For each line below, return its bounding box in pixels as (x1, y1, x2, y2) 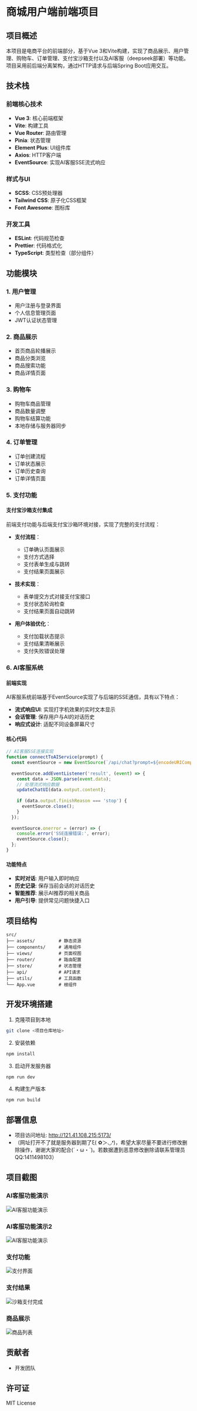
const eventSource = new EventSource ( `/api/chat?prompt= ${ (11, 760, 159, 766)
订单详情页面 (14, 474, 46, 482)
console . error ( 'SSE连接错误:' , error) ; (16, 831, 110, 836)
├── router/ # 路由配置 (6, 957, 82, 962)
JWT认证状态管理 (14, 316, 57, 324)
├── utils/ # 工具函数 (6, 975, 82, 981)
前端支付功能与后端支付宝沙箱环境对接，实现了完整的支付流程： (6, 520, 160, 527)
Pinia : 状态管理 (14, 137, 51, 144)
